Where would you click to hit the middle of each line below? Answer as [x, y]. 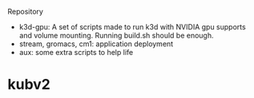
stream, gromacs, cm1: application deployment [96, 44]
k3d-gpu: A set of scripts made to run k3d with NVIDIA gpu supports [132, 27]
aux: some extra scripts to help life [76, 52]
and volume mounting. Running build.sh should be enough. [116, 35]
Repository [25, 12]
